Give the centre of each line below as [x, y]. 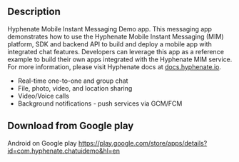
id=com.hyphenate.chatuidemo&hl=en [63, 151]
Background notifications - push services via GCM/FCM [100, 103]
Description [34, 12]
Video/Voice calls [44, 96]
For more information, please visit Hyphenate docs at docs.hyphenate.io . [114, 66]
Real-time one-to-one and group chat [73, 81]
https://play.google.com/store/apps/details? [143, 143]
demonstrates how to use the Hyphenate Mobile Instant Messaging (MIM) [116, 36]
